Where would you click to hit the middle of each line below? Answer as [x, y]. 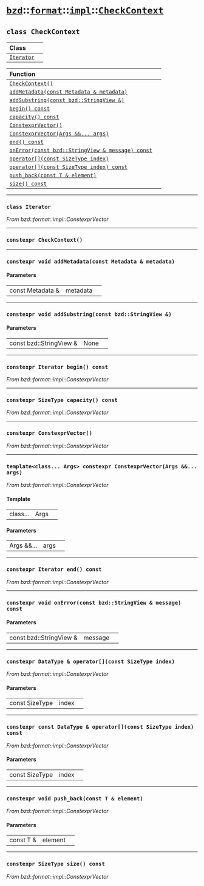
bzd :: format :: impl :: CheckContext [85, 10]
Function [22, 74]
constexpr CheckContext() [45, 240]
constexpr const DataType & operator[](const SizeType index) [100, 727]
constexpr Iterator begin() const [57, 367]
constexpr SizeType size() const [56, 864]
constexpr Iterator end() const [54, 570]
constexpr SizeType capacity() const [62, 400]
